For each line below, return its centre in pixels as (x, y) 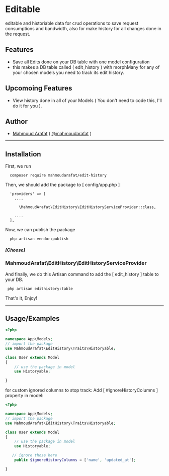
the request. (18, 34)
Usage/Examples (32, 318)
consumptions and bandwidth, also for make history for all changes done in (83, 28)
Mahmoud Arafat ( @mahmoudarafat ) (52, 134)
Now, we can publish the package (40, 230)
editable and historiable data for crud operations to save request (72, 23)
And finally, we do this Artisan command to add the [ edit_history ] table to (82, 274)
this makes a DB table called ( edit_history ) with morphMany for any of (86, 67)
